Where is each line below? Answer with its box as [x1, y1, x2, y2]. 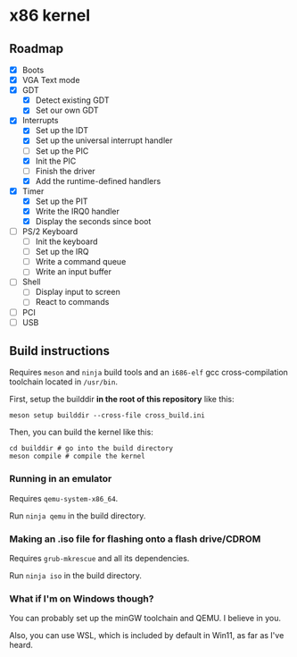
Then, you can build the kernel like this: [9, 426, 153, 438]
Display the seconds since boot [35, 215, 152, 226]
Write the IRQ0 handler [35, 206, 120, 216]
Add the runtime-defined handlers [35, 175, 161, 186]
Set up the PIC [35, 145, 89, 156]
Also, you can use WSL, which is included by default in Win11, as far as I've [9, 630, 285, 641]
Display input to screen [35, 287, 120, 298]
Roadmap [9, 41, 64, 56]
